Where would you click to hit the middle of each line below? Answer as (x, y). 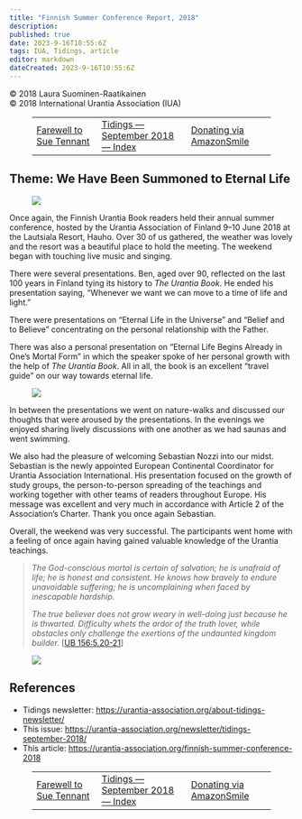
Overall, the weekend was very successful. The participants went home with (151, 531)
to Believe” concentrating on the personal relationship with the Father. (139, 329)
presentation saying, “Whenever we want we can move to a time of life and (149, 292)
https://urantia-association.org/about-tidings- (181, 710)
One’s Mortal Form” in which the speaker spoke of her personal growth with (150, 356)
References (42, 688)
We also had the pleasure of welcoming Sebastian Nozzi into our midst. (142, 456)
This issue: (42, 729)
